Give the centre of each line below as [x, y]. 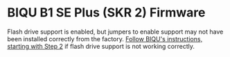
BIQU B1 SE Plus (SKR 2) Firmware [106, 13]
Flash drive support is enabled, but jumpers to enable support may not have [115, 32]
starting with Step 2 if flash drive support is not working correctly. [101, 46]
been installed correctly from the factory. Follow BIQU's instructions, [105, 38]
